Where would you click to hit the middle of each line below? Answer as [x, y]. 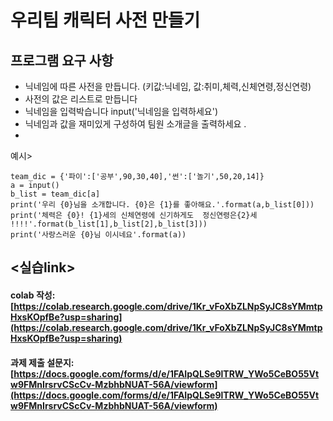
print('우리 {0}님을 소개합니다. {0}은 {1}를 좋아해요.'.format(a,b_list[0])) [162, 205]
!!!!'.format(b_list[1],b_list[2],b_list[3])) [109, 224]
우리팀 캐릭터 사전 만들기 [105, 20]
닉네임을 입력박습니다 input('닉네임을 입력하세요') [121, 111]
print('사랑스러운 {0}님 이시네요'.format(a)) [98, 235]
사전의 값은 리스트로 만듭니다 [81, 99]
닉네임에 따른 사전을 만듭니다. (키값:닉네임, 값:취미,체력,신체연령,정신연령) [168, 86]
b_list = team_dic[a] [55, 194]
